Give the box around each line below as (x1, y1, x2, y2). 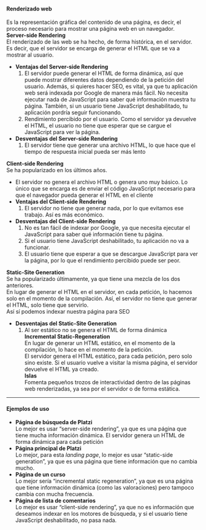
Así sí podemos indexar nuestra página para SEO (6, 308, 130, 315)
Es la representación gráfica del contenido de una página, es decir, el (6, 18, 181, 26)
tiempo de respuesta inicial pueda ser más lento (24, 148, 146, 156)
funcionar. (24, 243, 50, 251)
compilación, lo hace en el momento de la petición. (24, 346, 153, 354)
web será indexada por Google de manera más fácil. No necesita (24, 89, 188, 97)
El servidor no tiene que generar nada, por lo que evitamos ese (24, 205, 184, 212)
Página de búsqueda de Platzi (15, 419, 93, 426)
